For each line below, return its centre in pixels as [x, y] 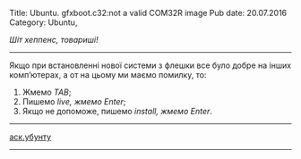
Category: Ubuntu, [43, 22]
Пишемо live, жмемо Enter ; [74, 101]
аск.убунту [30, 137]
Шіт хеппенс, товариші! [54, 40]
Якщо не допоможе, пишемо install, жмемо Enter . [117, 111]
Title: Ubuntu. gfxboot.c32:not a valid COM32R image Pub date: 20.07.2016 [148, 13]
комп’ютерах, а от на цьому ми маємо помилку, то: [108, 75]
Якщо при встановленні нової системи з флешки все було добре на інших [150, 65]
